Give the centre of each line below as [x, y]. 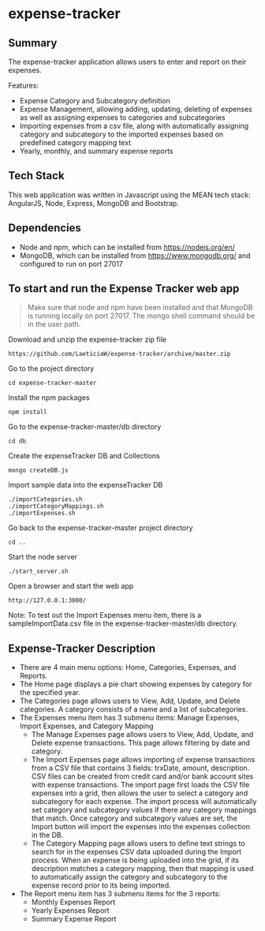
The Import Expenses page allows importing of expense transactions [143, 760]
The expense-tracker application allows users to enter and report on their [127, 62]
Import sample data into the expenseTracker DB [86, 485]
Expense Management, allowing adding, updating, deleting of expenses [136, 109]
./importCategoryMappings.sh [56, 507]
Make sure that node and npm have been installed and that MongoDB [140, 308]
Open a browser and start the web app [71, 586]
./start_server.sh [38, 572]
